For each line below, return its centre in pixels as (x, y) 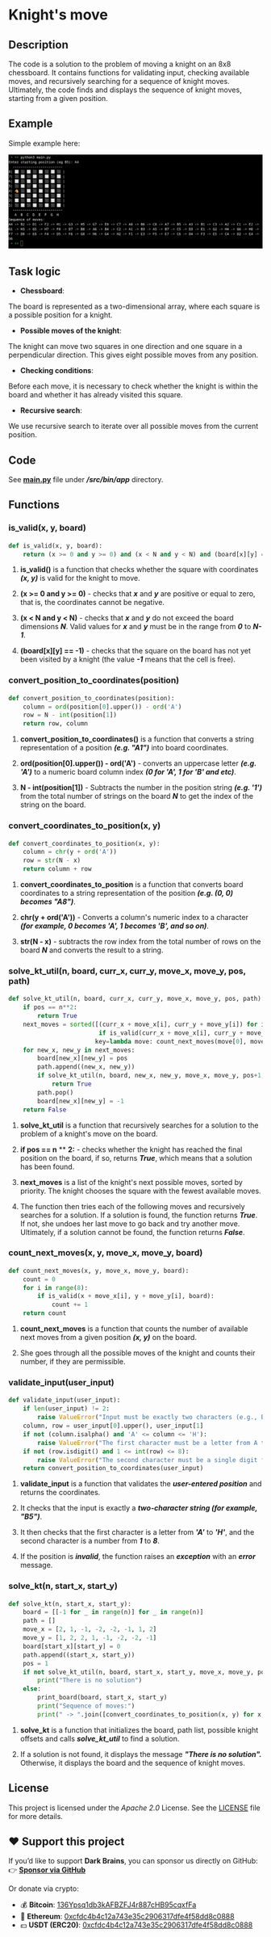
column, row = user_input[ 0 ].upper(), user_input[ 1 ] (113, 1426)
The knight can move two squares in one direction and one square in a (125, 347)
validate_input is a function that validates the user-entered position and (141, 1484)
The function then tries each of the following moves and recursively (132, 1206)
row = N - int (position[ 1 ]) (70, 715)
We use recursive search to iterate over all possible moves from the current (133, 426)
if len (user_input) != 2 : (67, 1409)
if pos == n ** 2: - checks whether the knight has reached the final (131, 1149)
